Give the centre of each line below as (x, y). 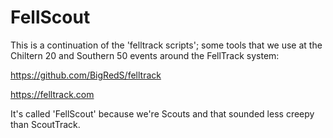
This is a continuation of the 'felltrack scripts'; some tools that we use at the (166, 45)
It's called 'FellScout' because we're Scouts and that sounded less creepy (162, 113)
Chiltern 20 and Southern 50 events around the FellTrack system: (145, 55)
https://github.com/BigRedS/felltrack (86, 75)
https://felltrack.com (52, 94)
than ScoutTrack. (45, 124)
